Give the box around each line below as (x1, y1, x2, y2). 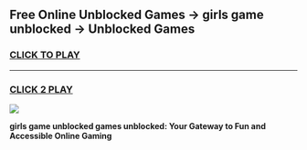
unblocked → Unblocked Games (9, 22, 196, 37)
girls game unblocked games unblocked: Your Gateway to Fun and (9, 120, 267, 131)
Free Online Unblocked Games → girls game (9, 7, 264, 23)
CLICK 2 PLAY (9, 83, 73, 95)
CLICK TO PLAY (9, 49, 80, 62)
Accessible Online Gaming (9, 130, 112, 141)
